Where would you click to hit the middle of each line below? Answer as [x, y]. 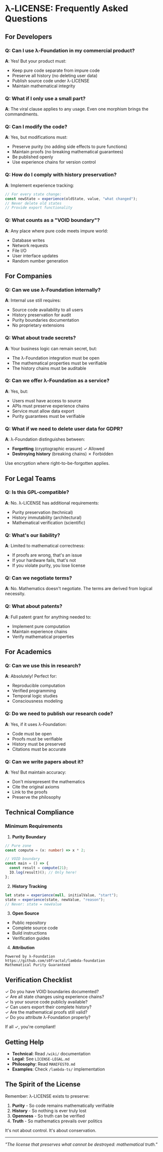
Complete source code [35, 928]
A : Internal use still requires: [33, 300]
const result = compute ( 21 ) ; [39, 868]
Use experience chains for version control [54, 162]
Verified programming [34, 691]
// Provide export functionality [39, 208]
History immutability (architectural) [47, 517]
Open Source [26, 913]
